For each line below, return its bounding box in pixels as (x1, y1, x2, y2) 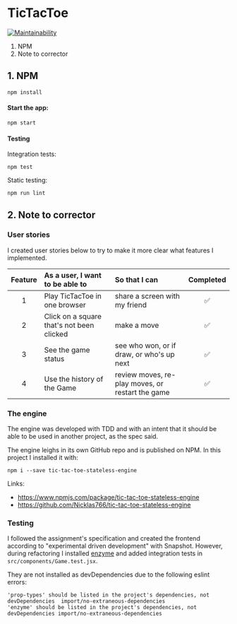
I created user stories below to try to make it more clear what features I (7, 246, 214, 254)
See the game (44, 345, 90, 355)
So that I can (115, 274, 159, 284)
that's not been (44, 320, 95, 330)
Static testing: (7, 176, 48, 184)
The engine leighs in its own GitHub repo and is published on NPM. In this (7, 446, 221, 454)
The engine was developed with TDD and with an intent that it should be (7, 425, 217, 433)
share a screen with (115, 291, 181, 301)
